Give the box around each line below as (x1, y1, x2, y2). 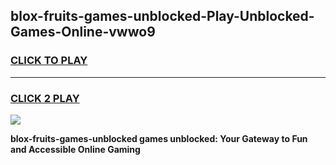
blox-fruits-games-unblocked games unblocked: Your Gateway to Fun (10, 132, 308, 144)
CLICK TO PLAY (10, 54, 88, 68)
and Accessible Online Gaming (10, 143, 141, 155)
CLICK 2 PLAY (10, 91, 80, 105)
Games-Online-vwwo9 (10, 24, 156, 41)
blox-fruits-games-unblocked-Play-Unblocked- (10, 8, 315, 25)
